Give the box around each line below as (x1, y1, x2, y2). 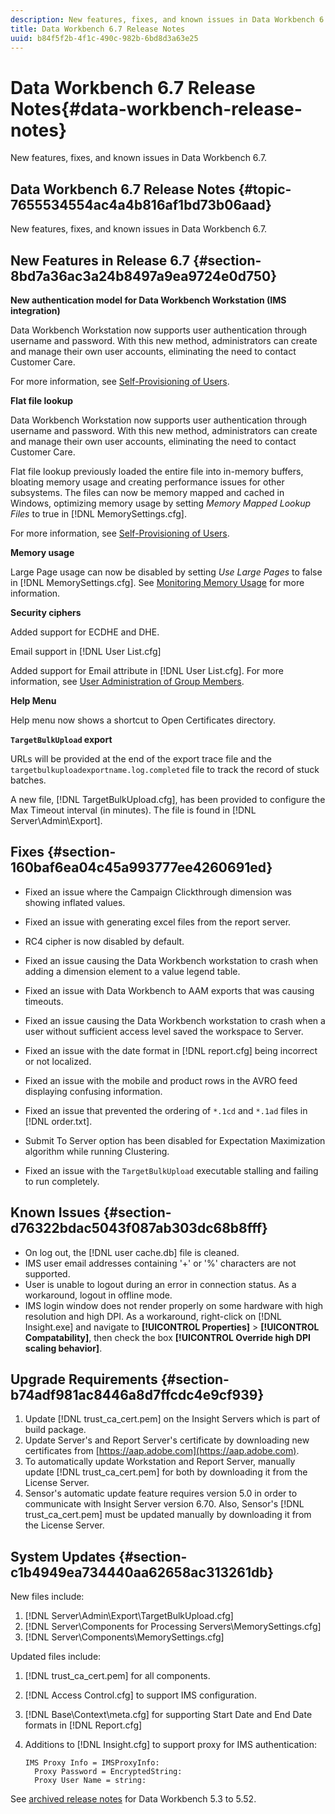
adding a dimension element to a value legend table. (24, 965, 241, 977)
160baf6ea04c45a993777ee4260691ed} (10, 859, 273, 876)
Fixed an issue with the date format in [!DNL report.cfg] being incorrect (24, 1044, 318, 1056)
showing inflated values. (24, 896, 126, 908)
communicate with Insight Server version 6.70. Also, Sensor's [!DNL (24, 1498, 305, 1510)
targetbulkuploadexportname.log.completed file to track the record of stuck (10, 763, 320, 775)
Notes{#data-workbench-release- (10, 97, 303, 120)
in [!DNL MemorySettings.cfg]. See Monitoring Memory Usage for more (10, 576, 305, 588)
